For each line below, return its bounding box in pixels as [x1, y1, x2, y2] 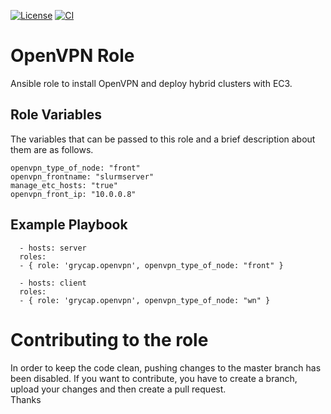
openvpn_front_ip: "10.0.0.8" [10, 189, 137, 199]
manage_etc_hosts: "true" [10, 180, 118, 190]
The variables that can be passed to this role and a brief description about [10, 133, 316, 145]
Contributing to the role [10, 328, 209, 351]
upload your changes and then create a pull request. [10, 383, 227, 395]
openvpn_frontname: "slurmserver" [10, 171, 155, 182]
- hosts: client [19, 278, 87, 288]
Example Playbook [10, 216, 128, 234]
